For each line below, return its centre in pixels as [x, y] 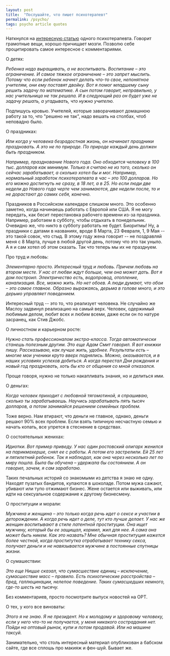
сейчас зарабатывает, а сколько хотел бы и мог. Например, [71, 173]
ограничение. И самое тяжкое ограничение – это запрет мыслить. [78, 74]
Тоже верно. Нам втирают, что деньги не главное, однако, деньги [77, 416]
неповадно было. [25, 122]
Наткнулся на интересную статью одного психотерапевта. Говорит [79, 38]
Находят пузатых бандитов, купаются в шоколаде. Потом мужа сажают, [84, 483]
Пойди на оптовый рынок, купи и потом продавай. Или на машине [78, 627]
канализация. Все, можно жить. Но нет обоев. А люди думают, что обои [84, 283]
